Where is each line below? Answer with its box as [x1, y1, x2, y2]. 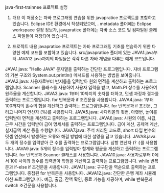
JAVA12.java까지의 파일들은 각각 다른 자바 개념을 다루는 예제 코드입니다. [17, 56, 156, 61]
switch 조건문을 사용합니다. [5, 183, 58, 188]
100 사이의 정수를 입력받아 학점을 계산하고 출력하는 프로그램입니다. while [10, 158, 150, 164]
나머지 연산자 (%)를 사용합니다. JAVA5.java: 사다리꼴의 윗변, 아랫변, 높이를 [14, 109, 158, 115]
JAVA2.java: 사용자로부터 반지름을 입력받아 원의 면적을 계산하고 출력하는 [5, 78, 144, 84]
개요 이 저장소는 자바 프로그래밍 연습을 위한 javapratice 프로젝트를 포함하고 [12, 15, 156, 21]
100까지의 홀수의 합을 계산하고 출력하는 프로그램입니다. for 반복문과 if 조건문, [5, 103, 153, 109]
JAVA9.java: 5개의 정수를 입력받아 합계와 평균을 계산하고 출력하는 [15, 146, 141, 151]
